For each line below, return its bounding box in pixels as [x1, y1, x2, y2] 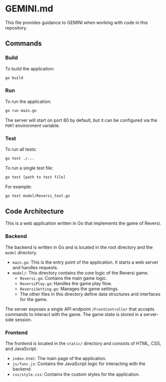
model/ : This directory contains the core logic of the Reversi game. [12, 270, 149, 276]
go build [5, 75, 23, 80]
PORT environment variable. [5, 122, 60, 128]
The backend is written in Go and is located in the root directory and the [5, 244, 153, 250]
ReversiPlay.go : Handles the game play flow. [19, 280, 112, 286]
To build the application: [5, 65, 55, 71]
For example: [5, 183, 32, 190]
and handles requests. [12, 264, 58, 270]
